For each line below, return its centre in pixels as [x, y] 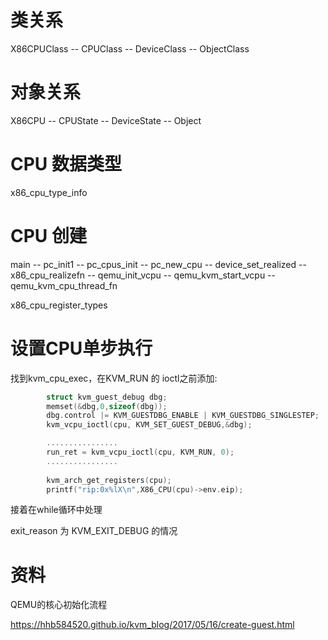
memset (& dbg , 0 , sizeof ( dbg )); [107, 406]
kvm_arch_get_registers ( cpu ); [109, 480]
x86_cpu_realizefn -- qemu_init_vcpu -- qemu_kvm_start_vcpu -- [143, 275]
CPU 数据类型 [66, 164]
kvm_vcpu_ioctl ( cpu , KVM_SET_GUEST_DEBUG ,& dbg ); [149, 425]
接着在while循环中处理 [56, 510]
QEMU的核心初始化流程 [59, 605]
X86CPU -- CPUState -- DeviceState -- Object [106, 120]
